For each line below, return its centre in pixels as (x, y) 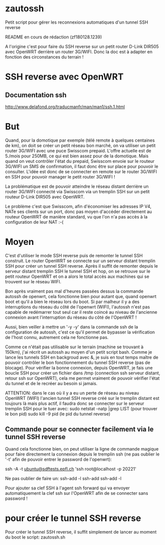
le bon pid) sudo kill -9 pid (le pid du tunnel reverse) (58, 414)
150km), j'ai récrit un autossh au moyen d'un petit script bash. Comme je (79, 352)
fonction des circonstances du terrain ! (44, 57)
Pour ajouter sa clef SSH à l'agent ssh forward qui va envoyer (67, 488)
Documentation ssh (36, 95)
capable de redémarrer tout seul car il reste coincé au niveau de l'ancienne (81, 312)
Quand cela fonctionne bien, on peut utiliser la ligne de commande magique (82, 449)
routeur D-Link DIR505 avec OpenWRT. (45, 197)
